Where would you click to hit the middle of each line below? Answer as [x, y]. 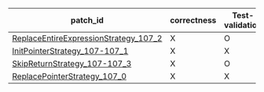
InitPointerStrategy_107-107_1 [70, 51]
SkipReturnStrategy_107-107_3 [72, 64]
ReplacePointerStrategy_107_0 [70, 76]
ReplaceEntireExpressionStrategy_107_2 [87, 38]
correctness [193, 20]
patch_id [87, 20]
